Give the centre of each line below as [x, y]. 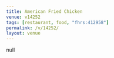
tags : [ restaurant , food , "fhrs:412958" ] [58, 22]
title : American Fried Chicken [44, 11]
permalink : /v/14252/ [33, 28]
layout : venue [24, 33]
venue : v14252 [24, 17]
